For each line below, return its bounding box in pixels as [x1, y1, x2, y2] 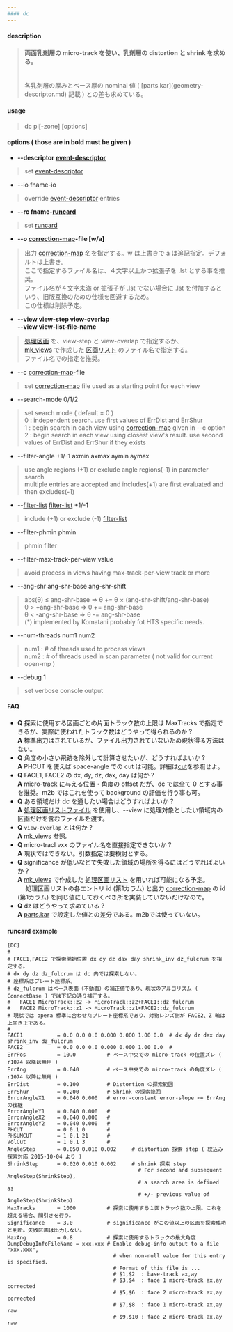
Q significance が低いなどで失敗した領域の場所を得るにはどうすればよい [17, 858, 225, 867]
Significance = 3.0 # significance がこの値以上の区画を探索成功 [7, 1220, 226, 1227]
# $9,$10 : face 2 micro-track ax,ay [113, 1314, 223, 1321]
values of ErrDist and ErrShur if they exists [24, 438, 146, 447]
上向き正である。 [7, 1020, 49, 1027]
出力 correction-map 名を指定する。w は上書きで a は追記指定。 [24, 249, 209, 257]
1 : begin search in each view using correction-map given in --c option [24, 423, 226, 432]
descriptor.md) [24, 90, 67, 98]
